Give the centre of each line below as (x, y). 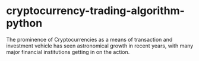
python (24, 23)
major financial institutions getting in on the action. (68, 52)
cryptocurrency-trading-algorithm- (96, 11)
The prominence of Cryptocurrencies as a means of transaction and (89, 39)
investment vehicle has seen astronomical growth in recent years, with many (100, 46)
